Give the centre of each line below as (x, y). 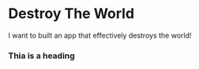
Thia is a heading (41, 56)
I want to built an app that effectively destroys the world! (100, 35)
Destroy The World (71, 14)
